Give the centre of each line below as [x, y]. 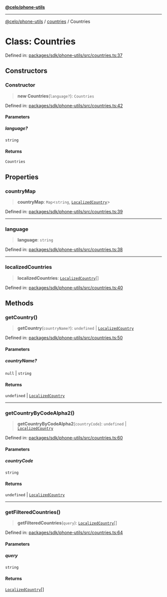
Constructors [26, 71]
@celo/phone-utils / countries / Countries [48, 21]
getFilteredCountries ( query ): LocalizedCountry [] [67, 523]
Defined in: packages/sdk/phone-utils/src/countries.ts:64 [64, 533]
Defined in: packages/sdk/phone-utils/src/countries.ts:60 [64, 438]
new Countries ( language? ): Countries [56, 96]
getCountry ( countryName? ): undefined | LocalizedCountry [76, 328]
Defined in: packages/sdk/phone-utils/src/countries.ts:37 [64, 55]
